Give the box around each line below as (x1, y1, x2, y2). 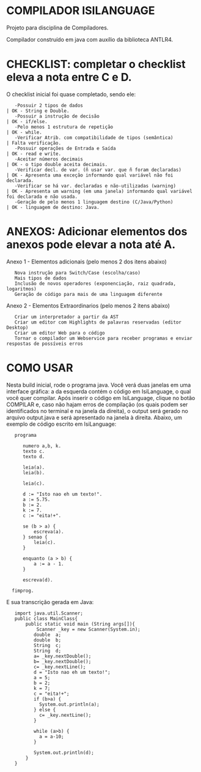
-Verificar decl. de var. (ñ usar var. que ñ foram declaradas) (14, 167, 182, 173)
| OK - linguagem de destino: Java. (6, 204, 100, 210)
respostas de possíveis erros (6, 341, 84, 347)
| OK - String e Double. (6, 108, 70, 114)
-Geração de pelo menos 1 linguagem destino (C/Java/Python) (14, 199, 174, 205)
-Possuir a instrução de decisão (14, 113, 100, 119)
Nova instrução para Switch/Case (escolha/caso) (14, 270, 141, 276)
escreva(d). (22, 577, 53, 583)
